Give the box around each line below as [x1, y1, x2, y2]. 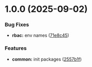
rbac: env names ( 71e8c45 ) [11, 32, 69, 38]
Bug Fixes [4, 21, 29, 28]
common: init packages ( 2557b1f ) [11, 56, 82, 62]
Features [4, 45, 27, 52]
